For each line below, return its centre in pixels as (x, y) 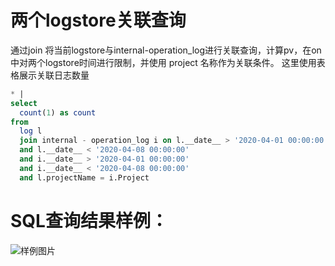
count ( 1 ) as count (58, 112)
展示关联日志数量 (54, 75)
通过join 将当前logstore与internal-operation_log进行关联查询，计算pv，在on (166, 50)
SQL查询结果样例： (89, 220)
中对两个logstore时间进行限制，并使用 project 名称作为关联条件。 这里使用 (163, 62)
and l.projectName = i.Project (84, 177)
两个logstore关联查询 (98, 20)
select (24, 103)
